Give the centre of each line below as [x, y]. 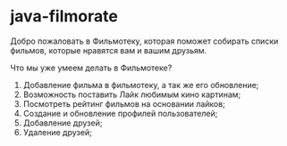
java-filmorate [64, 16]
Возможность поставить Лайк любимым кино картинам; [132, 94]
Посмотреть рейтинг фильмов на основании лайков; [124, 103]
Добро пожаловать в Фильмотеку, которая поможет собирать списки [144, 41]
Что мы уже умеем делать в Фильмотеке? [91, 68]
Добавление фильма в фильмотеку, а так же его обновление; [141, 85]
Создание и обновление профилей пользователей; [120, 113]
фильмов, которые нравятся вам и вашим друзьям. [109, 50]
